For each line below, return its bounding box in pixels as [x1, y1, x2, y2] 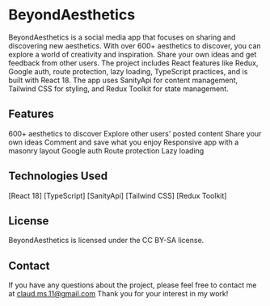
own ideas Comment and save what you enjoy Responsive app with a [8, 137, 239, 147]
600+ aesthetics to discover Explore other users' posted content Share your [8, 128, 262, 138]
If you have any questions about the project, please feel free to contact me [8, 280, 257, 290]
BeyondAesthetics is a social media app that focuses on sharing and [8, 32, 236, 42]
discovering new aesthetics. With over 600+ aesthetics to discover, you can [8, 40, 261, 50]
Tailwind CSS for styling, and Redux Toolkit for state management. [8, 83, 229, 94]
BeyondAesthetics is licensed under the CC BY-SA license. [8, 236, 205, 245]
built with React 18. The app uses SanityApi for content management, [8, 75, 238, 85]
